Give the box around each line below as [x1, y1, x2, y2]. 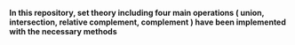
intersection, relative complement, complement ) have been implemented [9, 17, 287, 27]
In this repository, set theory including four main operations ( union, [9, 8, 265, 18]
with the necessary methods [9, 26, 117, 36]
